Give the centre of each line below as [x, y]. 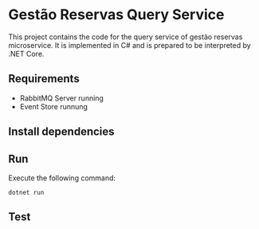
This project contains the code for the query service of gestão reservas [126, 37]
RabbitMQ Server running [61, 98]
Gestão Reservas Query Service [116, 15]
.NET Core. [26, 53]
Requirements [44, 79]
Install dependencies [61, 132]
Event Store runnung [53, 106]
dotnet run [26, 192]
